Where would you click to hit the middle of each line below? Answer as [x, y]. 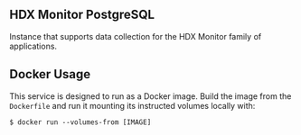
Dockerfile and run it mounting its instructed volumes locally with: [132, 105]
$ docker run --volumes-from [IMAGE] [80, 122]
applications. [33, 46]
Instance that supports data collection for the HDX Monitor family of [136, 36]
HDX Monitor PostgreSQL [82, 15]
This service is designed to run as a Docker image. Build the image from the [150, 96]
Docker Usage [50, 74]
